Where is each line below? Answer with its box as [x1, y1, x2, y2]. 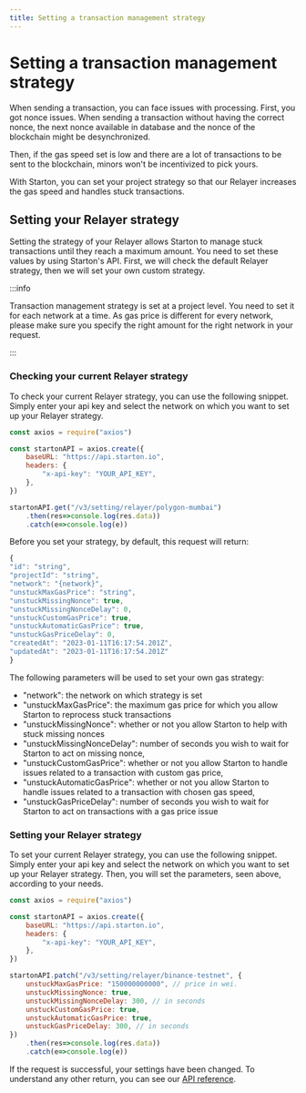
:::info [9, 283, 31, 294]
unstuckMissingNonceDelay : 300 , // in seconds [25, 996, 206, 1006]
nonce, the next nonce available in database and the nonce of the [9, 121, 256, 132]
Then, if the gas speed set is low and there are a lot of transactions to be [9, 148, 282, 159]
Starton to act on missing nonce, [22, 748, 146, 759]
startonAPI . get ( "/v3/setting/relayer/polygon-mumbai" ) [9, 503, 222, 512]
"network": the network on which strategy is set [22, 690, 203, 700]
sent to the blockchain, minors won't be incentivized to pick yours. [9, 158, 259, 169]
